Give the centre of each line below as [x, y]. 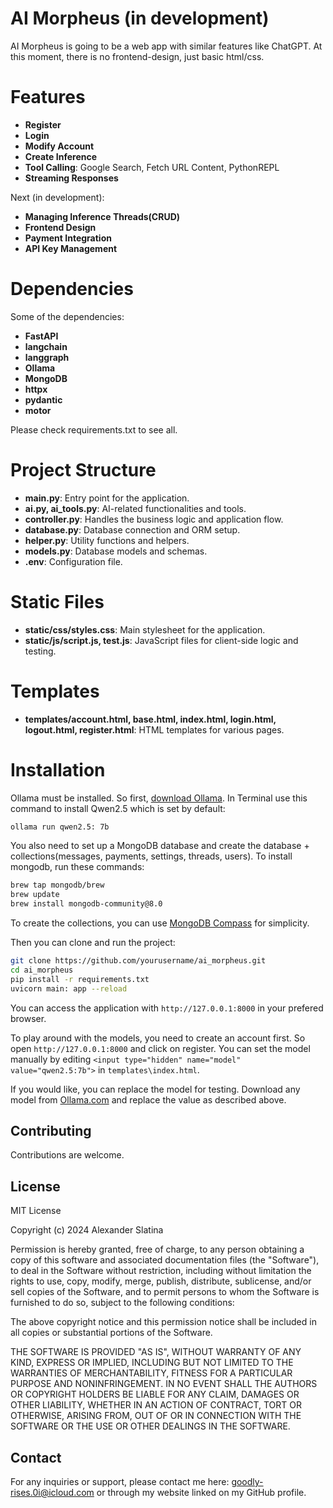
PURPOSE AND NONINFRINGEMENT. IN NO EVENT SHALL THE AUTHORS [164, 1384]
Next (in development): [57, 197]
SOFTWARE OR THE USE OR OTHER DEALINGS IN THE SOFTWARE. [150, 1426]
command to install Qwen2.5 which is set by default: [118, 808]
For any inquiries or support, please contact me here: [120, 1481]
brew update [35, 895]
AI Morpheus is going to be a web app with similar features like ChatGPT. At [166, 46]
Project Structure [83, 470]
